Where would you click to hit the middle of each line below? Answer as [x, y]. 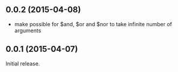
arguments [28, 30]
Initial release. [23, 63]
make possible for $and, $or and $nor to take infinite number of [93, 24]
